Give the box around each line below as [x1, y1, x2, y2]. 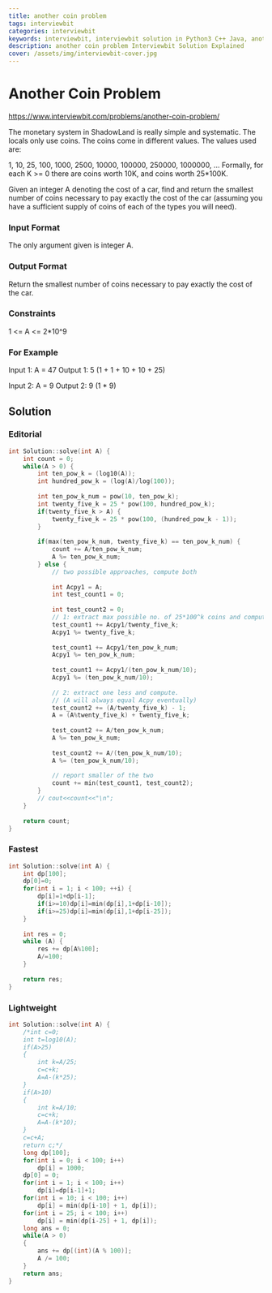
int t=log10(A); [23, 1036, 79, 1044]
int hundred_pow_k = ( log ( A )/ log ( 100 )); [37, 477, 176, 485]
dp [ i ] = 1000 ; [37, 1164, 85, 1172]
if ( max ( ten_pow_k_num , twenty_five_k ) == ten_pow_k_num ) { [37, 537, 241, 546]
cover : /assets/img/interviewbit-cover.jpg [8, 50, 158, 58]
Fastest [8, 843, 39, 855]
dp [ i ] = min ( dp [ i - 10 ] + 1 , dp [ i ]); [37, 1201, 158, 1209]
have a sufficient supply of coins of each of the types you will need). [8, 201, 237, 211]
